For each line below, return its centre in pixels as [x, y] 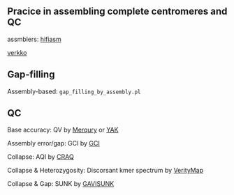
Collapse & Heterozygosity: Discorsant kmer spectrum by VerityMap [105, 171]
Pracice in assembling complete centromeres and [117, 11]
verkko [17, 52]
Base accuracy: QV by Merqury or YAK [63, 130]
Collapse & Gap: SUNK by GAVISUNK [61, 184]
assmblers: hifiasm [34, 39]
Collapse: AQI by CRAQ [41, 157]
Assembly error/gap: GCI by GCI [53, 143]
